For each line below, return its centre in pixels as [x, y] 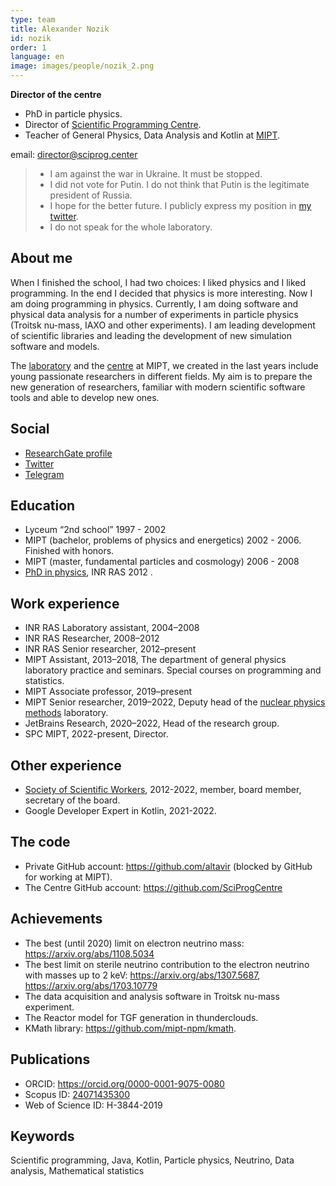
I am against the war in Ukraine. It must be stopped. [156, 174]
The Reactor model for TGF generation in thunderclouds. [141, 1017]
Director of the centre [56, 94]
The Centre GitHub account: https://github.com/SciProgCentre [153, 887]
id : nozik [31, 38]
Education [43, 506]
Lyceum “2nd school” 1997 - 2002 [95, 530]
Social [30, 429]
